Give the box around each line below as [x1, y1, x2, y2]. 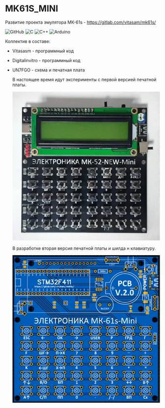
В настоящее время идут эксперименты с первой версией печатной [12, 76, 157, 82]
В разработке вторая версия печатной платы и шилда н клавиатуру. [12, 245, 156, 251]
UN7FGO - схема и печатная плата [12, 67, 85, 73]
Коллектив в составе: [5, 38, 51, 44]
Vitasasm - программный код [12, 48, 74, 54]
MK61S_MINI [5, 3, 58, 14]
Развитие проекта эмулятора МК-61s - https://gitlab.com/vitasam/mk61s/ [5, 19, 156, 25]
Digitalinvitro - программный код [12, 57, 81, 63]
